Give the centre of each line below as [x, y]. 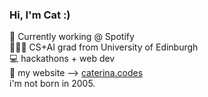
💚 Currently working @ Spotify [72, 37]
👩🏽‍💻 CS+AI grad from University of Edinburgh [104, 47]
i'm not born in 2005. [52, 84]
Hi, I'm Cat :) [40, 15]
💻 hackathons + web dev [62, 59]
